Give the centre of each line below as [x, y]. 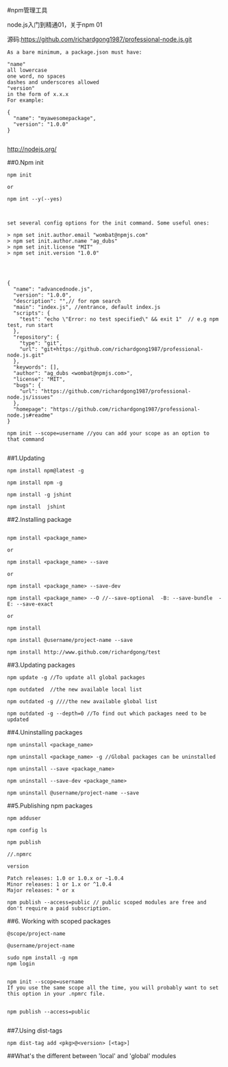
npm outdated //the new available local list [75, 689]
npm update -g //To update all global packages [76, 678]
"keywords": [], [36, 367]
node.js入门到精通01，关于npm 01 [55, 25]
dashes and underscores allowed [53, 82]
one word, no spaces [37, 76]
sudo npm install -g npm [42, 958]
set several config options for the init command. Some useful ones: [109, 223]
